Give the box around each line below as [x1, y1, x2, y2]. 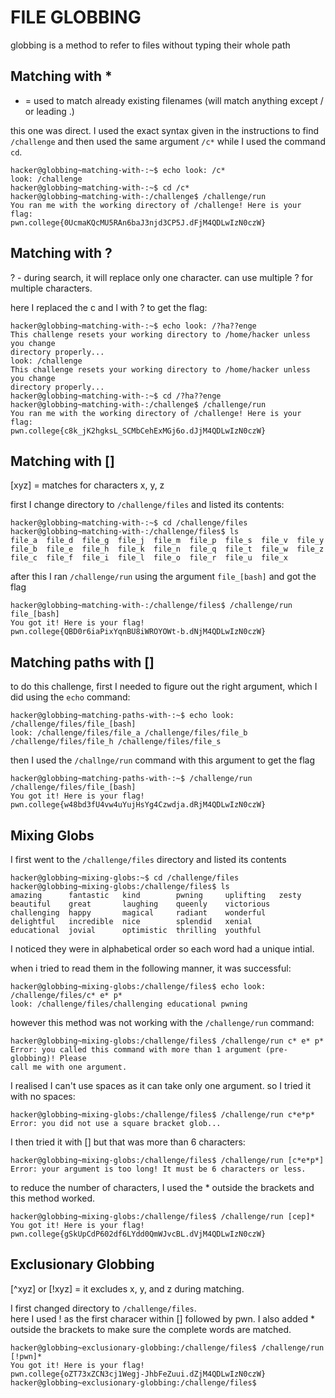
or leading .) [24, 105, 75, 117]
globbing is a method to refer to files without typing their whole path [10, 39, 291, 51]
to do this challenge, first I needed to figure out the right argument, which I [10, 681, 318, 693]
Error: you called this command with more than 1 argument [10, 1045, 262, 1055]
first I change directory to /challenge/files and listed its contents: [10, 499, 285, 511]
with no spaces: [10, 1091, 76, 1102]
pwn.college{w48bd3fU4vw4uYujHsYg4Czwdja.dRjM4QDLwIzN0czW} [10, 800, 267, 810]
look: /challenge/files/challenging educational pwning [10, 999, 248, 1009]
